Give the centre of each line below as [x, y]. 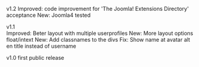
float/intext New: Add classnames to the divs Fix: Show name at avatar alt [98, 40]
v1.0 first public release [35, 58]
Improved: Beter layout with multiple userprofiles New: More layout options [100, 33]
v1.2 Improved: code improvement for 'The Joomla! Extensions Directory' [98, 9]
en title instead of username [41, 46]
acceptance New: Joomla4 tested [49, 15]
